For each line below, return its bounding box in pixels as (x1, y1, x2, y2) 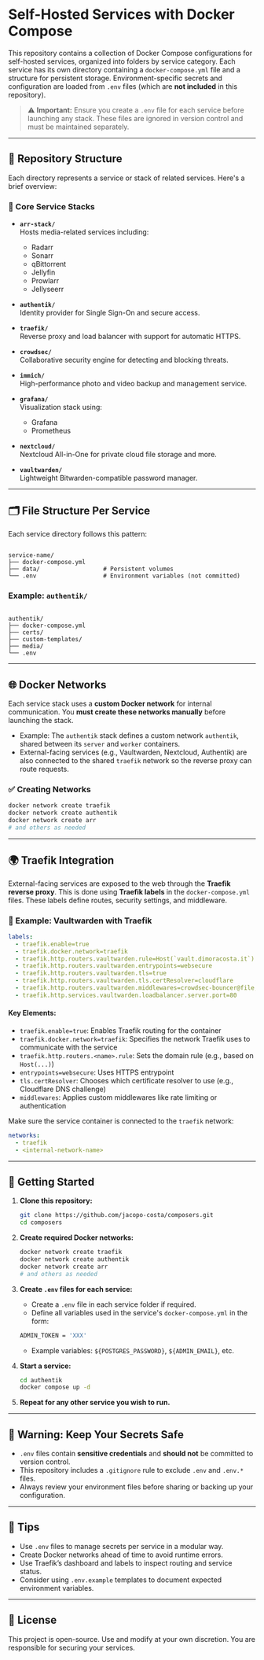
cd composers (19, 1219, 63, 1227)
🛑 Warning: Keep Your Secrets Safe (8, 1428, 185, 1441)
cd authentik (19, 1376, 63, 1384)
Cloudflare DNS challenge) (19, 1084, 106, 1094)
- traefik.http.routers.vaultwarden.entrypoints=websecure (15, 962, 213, 970)
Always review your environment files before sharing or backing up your (19, 1482, 254, 1492)
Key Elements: (8, 1009, 57, 1018)
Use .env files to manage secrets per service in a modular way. (19, 1541, 224, 1551)
